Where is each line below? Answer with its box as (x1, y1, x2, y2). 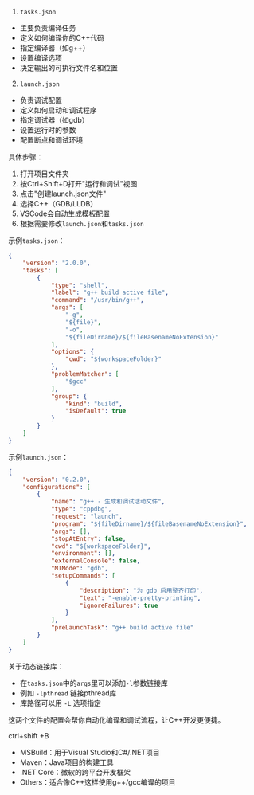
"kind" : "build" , (64, 400, 123, 408)
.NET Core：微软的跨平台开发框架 (19, 767, 131, 777)
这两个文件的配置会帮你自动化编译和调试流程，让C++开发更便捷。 (8, 715, 225, 724)
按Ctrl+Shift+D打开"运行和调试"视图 (19, 179, 138, 188)
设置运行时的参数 (19, 125, 76, 135)
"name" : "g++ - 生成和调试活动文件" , (50, 498, 166, 506)
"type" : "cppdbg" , (50, 505, 112, 513)
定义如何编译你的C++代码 (19, 33, 105, 42)
